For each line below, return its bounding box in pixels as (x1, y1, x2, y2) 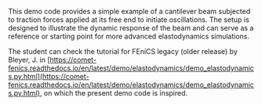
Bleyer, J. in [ (8, 55, 50, 64)
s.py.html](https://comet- (8, 72, 89, 81)
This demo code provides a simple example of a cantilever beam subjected (8, 7, 251, 16)
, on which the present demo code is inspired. (39, 89, 188, 97)
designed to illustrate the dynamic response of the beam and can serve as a (8, 24, 254, 32)
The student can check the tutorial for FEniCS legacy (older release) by (8, 47, 238, 56)
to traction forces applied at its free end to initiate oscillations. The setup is (8, 15, 249, 24)
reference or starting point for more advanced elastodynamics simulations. (8, 31, 249, 41)
